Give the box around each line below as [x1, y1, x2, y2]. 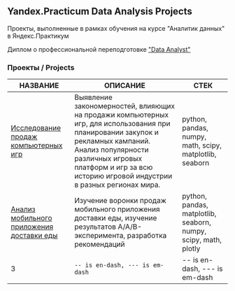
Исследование [10, 123, 62, 133]
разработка [127, 231, 167, 241]
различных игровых [74, 154, 143, 164]
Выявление [74, 92, 113, 102]
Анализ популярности [74, 145, 149, 155]
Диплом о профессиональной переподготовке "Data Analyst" [7, 45, 191, 53]
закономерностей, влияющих [74, 101, 176, 111]
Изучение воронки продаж [74, 196, 166, 206]
